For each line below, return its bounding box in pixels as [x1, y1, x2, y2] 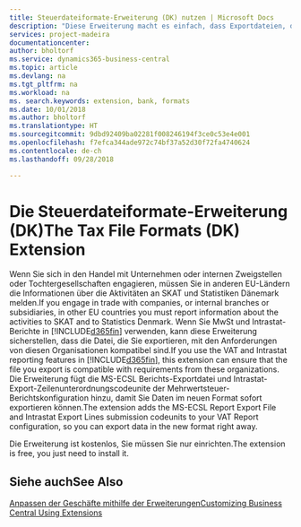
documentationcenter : [9, 38, 90, 48]
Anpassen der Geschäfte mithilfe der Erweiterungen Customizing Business [9, 498, 282, 509]
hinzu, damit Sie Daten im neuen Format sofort [90, 393, 262, 403]
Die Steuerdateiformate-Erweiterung [9, 201, 288, 221]
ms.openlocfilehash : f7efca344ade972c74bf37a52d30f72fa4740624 [9, 138, 251, 147]
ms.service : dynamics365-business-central [9, 55, 170, 64]
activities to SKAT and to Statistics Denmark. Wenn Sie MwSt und [9, 316, 251, 327]
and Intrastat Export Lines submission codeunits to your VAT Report [9, 411, 259, 422]
